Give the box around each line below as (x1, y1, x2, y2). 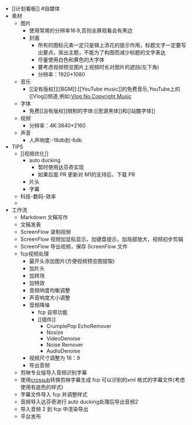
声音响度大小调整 (29, 294, 71, 301)
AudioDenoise (46, 347, 81, 354)
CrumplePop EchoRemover (46, 323, 112, 329)
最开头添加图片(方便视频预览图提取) (29, 258, 115, 264)
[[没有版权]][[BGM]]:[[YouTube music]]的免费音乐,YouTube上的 (29, 85, 181, 92)
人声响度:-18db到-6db (29, 137, 82, 143)
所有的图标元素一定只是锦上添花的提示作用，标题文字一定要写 (37, 42, 187, 49)
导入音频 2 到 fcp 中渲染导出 (20, 406, 89, 412)
